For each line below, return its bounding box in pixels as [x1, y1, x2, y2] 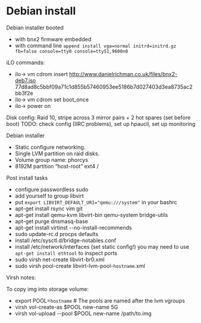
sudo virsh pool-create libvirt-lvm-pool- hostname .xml [14, 262, 145, 269]
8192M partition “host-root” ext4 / [14, 162, 99, 170]
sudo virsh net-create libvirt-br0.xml [14, 256, 105, 263]
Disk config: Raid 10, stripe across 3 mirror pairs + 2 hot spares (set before [6, 114, 191, 121]
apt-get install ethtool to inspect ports [14, 249, 118, 256]
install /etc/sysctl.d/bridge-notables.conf [14, 237, 116, 244]
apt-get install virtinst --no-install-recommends [14, 224, 132, 231]
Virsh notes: [6, 274, 36, 281]
